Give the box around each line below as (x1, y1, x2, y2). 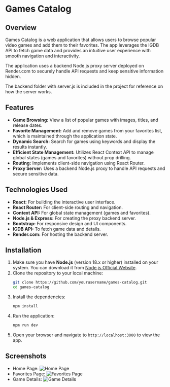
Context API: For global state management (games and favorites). (12, 209, 151, 216)
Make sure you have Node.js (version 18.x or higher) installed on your (12, 259, 159, 265)
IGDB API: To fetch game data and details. (12, 226, 101, 232)
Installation (5, 246, 42, 255)
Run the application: (12, 313, 55, 319)
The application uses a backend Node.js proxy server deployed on (5, 63, 144, 68)
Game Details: (12, 376, 42, 382)
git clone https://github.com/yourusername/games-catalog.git (12, 280, 147, 285)
